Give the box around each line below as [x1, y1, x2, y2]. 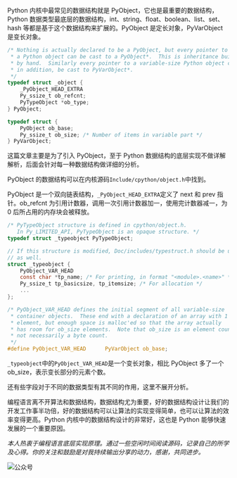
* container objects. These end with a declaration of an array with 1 [10, 313, 229, 320]
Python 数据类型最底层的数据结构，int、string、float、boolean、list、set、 [7, 15, 224, 23]
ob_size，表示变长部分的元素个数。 [7, 368, 110, 376]
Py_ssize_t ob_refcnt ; [20, 92, 87, 100]
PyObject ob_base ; [20, 125, 74, 132]
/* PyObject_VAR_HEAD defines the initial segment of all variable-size [7, 306, 225, 313]
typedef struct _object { [7, 80, 83, 87]
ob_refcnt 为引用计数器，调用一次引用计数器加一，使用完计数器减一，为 [19, 199, 228, 208]
